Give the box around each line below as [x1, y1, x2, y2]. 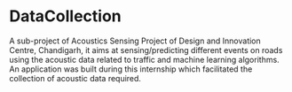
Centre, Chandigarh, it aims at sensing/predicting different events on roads [9, 44, 283, 55]
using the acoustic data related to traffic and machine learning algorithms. [9, 54, 280, 65]
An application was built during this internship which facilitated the [9, 64, 253, 74]
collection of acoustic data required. [9, 73, 142, 83]
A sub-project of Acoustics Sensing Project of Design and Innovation [9, 35, 262, 46]
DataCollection [9, 6, 122, 27]
